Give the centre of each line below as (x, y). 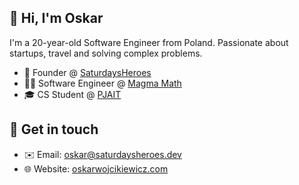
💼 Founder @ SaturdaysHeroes (87, 72)
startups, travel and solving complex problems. (106, 53)
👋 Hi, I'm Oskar (56, 18)
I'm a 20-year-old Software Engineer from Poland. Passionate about (149, 42)
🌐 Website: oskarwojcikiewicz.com (96, 168)
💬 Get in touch (54, 129)
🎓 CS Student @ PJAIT (72, 94)
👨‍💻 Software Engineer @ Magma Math (102, 83)
